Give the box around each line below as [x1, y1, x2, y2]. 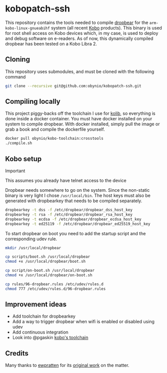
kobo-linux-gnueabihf [5, 25, 50, 30]
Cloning [5, 55, 30, 64]
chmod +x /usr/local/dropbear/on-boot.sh [5, 273, 93, 278]
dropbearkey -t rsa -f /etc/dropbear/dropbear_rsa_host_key [5, 212, 133, 217]
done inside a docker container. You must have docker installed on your [5, 116, 153, 122]
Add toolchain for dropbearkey [12, 313, 76, 320]
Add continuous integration [12, 329, 69, 335]
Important [5, 168, 25, 174]
